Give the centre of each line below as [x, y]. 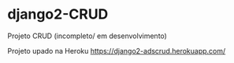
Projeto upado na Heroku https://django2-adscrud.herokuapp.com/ [117, 51]
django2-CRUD [58, 14]
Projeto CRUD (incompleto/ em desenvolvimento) [87, 36]
